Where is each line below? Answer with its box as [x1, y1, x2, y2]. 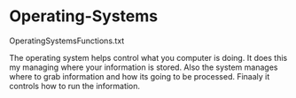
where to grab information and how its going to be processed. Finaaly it [9, 71, 270, 81]
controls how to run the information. [9, 80, 140, 91]
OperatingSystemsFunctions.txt [9, 35, 125, 46]
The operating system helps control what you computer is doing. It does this [9, 52, 288, 63]
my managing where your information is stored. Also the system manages [9, 62, 278, 72]
